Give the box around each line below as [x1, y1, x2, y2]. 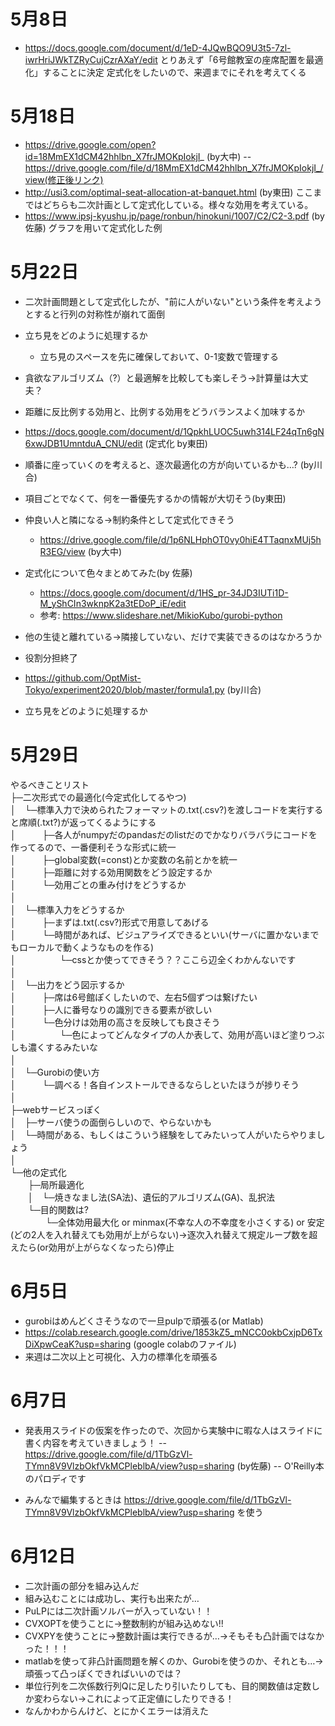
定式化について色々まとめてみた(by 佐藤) [24, 566, 193, 579]
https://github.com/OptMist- [24, 671, 142, 684]
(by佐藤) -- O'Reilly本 [236, 1460, 325, 1472]
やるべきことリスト [10, 778, 90, 790]
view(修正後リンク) [24, 173, 104, 185]
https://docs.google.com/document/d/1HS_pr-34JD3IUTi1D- [39, 586, 289, 599]
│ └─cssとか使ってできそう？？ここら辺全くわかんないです [10, 953, 297, 965]
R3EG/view [39, 545, 86, 557]
